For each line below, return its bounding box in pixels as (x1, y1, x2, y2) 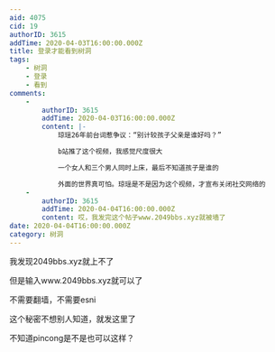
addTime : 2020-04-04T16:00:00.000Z (41, 205, 176, 214)
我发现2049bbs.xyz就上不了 (9, 255, 115, 266)
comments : (9, 88, 47, 97)
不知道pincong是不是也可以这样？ (9, 332, 135, 343)
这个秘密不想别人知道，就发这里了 (9, 313, 136, 324)
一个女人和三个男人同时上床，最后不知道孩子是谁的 (57, 163, 219, 172)
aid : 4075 (9, 13, 47, 23)
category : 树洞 (9, 230, 64, 239)
